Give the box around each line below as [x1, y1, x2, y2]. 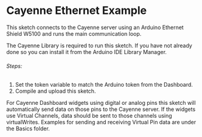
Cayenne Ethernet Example [6, 4, 147, 18]
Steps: [6, 62, 23, 70]
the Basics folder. [6, 125, 50, 132]
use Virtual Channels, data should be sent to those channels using [6, 112, 172, 119]
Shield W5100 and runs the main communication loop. [6, 30, 142, 37]
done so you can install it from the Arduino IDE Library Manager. [6, 48, 167, 55]
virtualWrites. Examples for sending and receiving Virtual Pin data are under [6, 119, 197, 126]
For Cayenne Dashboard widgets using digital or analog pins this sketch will [6, 99, 196, 107]
